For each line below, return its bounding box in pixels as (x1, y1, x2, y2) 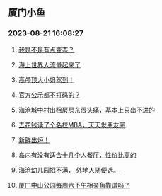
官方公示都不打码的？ (18, 91, 81, 99)
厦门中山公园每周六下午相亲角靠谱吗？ (18, 180, 130, 189)
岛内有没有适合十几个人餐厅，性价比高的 (18, 151, 137, 159)
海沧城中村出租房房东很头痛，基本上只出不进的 (18, 105, 155, 114)
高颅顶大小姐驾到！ (18, 75, 75, 83)
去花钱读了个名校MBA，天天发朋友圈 (18, 120, 126, 129)
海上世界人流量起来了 (18, 60, 81, 69)
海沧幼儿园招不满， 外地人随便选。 (18, 166, 120, 174)
